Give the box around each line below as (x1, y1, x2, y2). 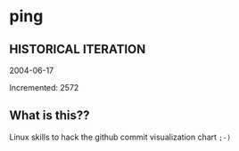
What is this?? (9, 108, 90, 123)
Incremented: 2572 (9, 83, 79, 92)
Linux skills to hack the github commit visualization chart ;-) (9, 131, 232, 142)
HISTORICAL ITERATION (9, 42, 146, 57)
